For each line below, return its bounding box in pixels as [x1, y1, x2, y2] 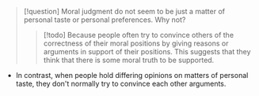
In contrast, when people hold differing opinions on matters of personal [15, 71, 249, 79]
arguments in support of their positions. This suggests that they [43, 47, 251, 56]
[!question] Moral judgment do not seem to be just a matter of [23, 7, 226, 16]
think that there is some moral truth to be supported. [43, 55, 215, 65]
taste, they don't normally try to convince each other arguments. [15, 79, 227, 88]
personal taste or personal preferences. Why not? [23, 15, 186, 24]
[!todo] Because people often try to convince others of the [43, 31, 234, 39]
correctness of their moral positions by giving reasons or [43, 39, 229, 48]
